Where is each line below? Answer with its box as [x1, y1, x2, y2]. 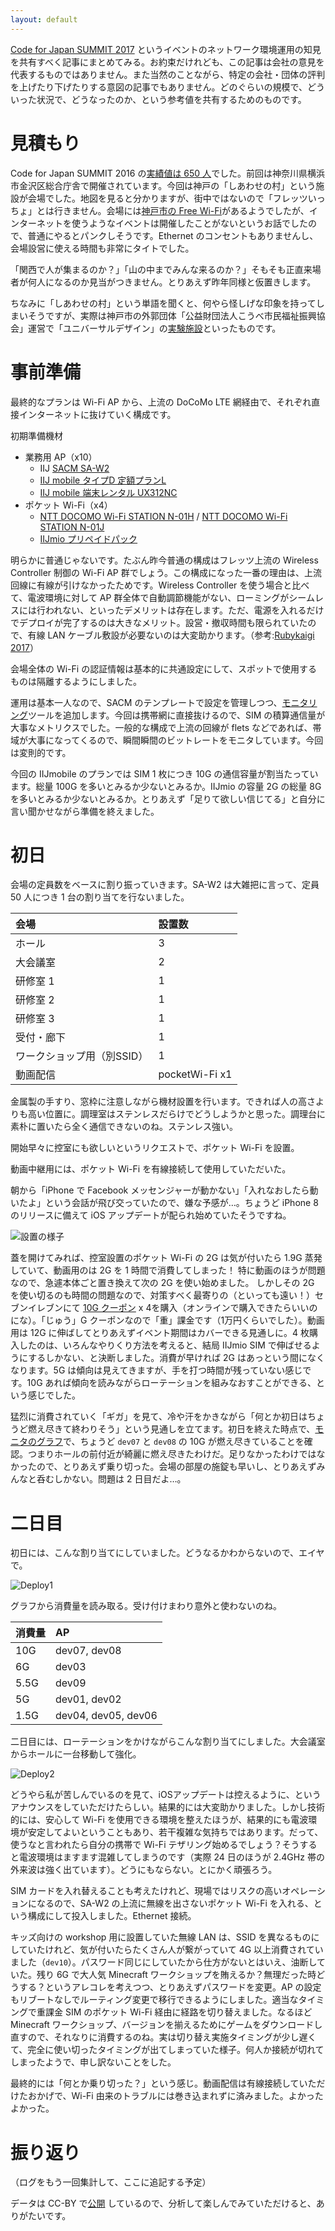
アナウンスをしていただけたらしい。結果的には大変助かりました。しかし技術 [10, 1801, 326, 1813]
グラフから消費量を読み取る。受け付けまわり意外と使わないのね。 [10, 1600, 282, 1612]
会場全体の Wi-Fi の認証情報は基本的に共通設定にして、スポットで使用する [10, 662, 318, 675]
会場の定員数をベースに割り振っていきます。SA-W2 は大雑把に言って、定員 [10, 879, 320, 891]
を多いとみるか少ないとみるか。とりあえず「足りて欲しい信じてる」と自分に [10, 792, 326, 805]
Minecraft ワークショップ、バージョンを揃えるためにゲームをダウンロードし [10, 2019, 323, 2031]
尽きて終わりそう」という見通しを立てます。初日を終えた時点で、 [44, 1423, 316, 1435]
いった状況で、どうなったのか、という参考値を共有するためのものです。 [10, 93, 307, 105]
